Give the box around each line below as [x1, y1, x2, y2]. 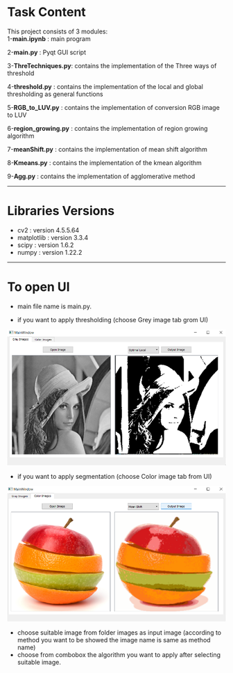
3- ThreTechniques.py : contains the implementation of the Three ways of [7, 61, 217, 70]
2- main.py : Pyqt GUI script [7, 48, 87, 56]
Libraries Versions [7, 203, 115, 219]
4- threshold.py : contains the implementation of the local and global [7, 82, 203, 90]
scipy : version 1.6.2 [17, 241, 74, 249]
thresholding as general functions [7, 90, 103, 98]
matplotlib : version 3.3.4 [17, 233, 89, 242]
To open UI [7, 279, 71, 295]
